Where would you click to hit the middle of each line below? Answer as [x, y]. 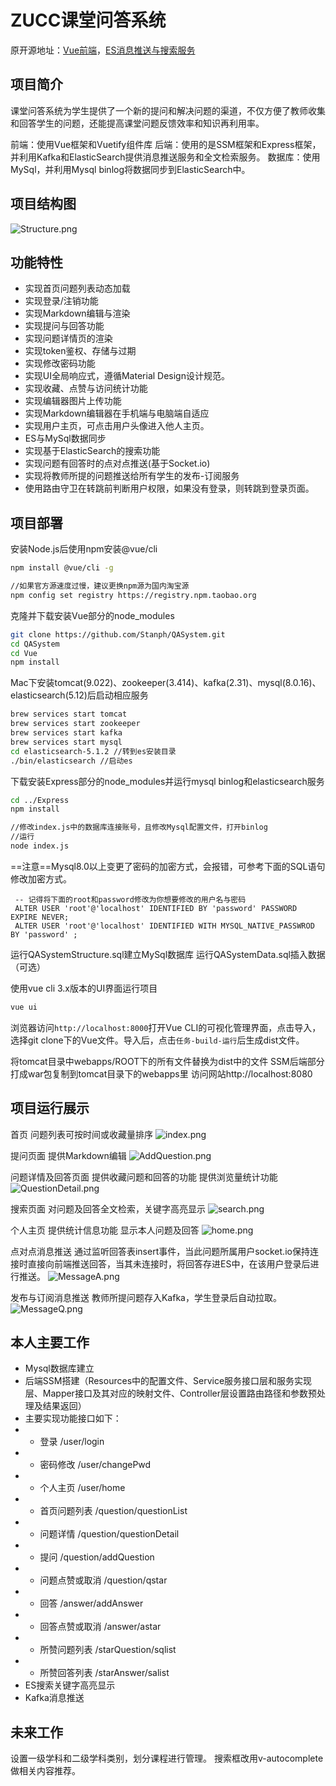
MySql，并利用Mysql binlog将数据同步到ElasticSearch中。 [130, 169]
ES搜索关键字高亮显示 [70, 1685]
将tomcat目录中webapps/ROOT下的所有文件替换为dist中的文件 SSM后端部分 [167, 1061]
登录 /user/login [72, 1442]
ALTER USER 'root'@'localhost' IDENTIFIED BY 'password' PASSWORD [156, 908]
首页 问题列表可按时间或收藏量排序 [81, 1134]
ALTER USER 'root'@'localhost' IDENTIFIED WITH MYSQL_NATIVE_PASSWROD [164, 926]
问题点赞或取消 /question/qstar [103, 1580]
